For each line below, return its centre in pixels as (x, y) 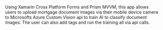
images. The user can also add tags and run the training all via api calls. (78, 22)
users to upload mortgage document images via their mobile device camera (82, 12)
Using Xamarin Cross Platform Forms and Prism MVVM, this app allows (77, 7)
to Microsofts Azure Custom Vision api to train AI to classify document (76, 17)
